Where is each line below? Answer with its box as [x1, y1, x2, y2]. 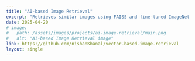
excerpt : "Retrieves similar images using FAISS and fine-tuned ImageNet [6, 14, 190, 20]
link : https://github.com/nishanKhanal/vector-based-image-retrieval [6, 41, 180, 47]
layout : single [6, 46, 43, 52]
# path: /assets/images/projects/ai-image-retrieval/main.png [6, 30, 166, 36]
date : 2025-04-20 [6, 19, 49, 25]
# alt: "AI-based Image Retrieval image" [6, 35, 114, 41]
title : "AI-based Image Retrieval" [6, 8, 93, 15]
